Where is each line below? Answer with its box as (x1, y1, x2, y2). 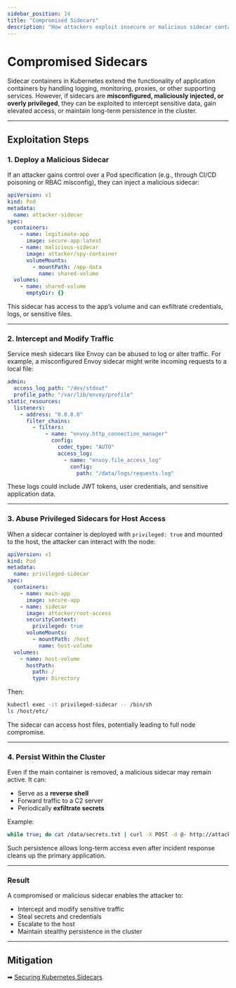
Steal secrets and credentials (17, 912, 102, 921)
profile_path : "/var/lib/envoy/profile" (13, 391, 133, 399)
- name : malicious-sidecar (20, 244, 99, 251)
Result (7, 876, 30, 885)
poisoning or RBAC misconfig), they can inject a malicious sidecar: (7, 178, 200, 186)
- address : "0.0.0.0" (20, 411, 83, 418)
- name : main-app (20, 590, 71, 597)
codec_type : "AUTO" (57, 444, 114, 451)
